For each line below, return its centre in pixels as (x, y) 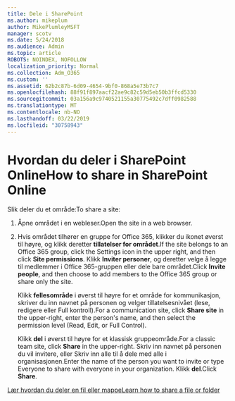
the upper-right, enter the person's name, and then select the (106, 318)
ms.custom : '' (28, 79)
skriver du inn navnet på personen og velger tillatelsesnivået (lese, (114, 303)
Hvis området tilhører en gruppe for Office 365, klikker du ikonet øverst (120, 237)
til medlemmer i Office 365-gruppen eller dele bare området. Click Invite (121, 267)
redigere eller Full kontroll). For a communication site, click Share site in (120, 310)
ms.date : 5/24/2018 (36, 40)
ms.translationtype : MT (42, 106)
